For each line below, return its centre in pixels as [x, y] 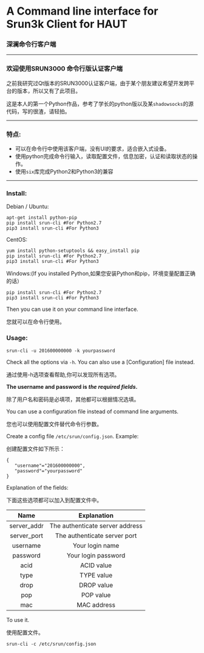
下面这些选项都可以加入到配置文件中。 [54, 500]
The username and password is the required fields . [72, 386]
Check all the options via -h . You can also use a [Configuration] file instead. [101, 362]
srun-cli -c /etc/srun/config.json [51, 644]
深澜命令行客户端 [31, 44]
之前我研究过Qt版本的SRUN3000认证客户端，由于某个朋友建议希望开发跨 [98, 83]
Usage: [17, 338]
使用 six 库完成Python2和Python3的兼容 [64, 172]
